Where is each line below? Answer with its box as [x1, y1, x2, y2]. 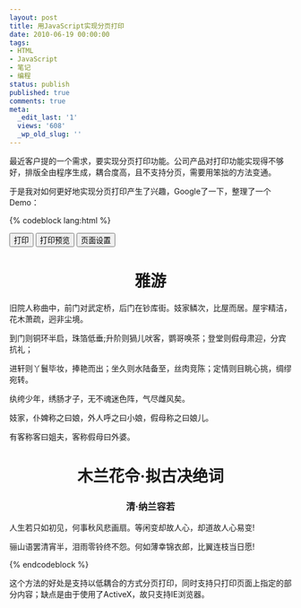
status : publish [9, 80, 70, 89]
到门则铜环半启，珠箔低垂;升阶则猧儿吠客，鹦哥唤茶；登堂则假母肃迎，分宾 [9, 333, 287, 343]
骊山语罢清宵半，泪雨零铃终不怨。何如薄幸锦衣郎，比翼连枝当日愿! [9, 542, 255, 552]
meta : [9, 105, 30, 114]
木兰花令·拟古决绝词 [77, 466, 224, 486]
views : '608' [17, 122, 66, 131]
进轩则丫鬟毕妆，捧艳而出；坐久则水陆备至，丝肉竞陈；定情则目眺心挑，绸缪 [9, 362, 292, 373]
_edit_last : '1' [17, 113, 78, 122]
